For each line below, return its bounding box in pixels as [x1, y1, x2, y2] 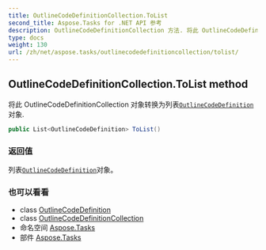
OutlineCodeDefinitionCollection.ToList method [8, 78, 249, 91]
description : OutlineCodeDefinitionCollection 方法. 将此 [8, 26, 199, 34]
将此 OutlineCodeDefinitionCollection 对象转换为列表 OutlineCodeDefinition [8, 100, 254, 109]
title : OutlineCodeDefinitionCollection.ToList [8, 11, 169, 20]
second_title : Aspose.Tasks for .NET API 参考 [8, 19, 162, 27]
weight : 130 [8, 41, 47, 49]
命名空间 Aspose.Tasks [19, 223, 96, 233]
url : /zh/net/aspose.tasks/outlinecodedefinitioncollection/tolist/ [8, 48, 239, 56]
